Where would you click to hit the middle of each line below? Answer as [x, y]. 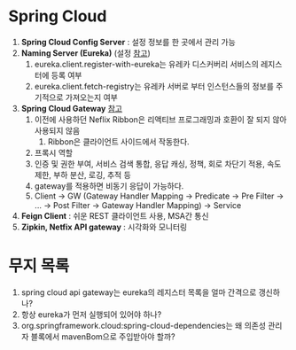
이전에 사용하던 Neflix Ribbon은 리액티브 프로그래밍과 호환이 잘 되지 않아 [160, 119]
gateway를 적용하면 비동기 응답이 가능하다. [109, 186]
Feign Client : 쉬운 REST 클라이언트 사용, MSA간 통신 [115, 215]
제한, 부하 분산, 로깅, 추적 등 [83, 175]
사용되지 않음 [57, 130]
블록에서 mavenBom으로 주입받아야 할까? [103, 336]
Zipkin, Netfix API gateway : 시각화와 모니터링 [104, 227]
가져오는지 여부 [92, 97]
